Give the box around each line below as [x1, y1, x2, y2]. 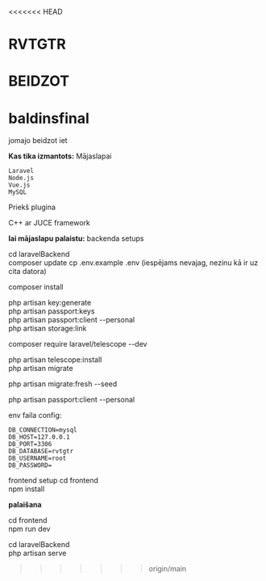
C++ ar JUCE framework [8, 218, 91, 228]
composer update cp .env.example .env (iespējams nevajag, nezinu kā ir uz [8, 258, 259, 267]
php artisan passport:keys [8, 306, 95, 316]
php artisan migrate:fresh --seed [8, 379, 118, 389]
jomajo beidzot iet [8, 136, 68, 145]
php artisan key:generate [8, 298, 92, 308]
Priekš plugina [8, 202, 56, 213]
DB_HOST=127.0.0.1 [8, 433, 70, 441]
